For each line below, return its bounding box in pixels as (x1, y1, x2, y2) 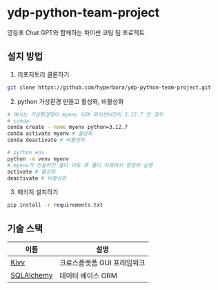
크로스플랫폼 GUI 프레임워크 (59, 258, 146, 268)
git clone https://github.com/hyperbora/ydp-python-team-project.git (7, 84, 212, 91)
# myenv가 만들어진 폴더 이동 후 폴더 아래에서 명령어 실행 (7, 162, 153, 169)
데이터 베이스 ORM (59, 271, 118, 280)
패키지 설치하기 (17, 188, 59, 196)
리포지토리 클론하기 (17, 70, 70, 79)
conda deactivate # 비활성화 (7, 136, 85, 144)
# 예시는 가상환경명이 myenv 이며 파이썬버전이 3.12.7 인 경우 (7, 111, 163, 118)
